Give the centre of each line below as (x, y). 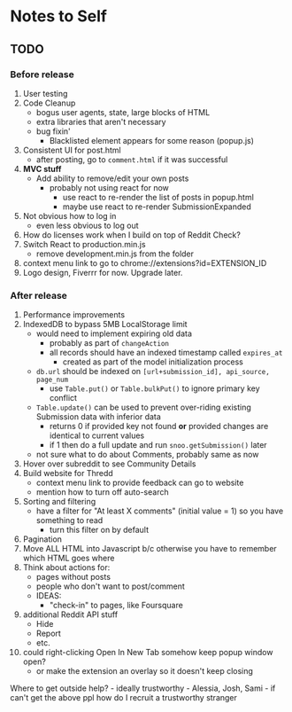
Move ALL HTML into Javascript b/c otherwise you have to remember (150, 549)
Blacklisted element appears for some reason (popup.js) (152, 140)
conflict (63, 398)
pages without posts (73, 577)
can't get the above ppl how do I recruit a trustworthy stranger (124, 698)
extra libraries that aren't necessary (101, 121)
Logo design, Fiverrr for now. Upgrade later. (103, 272)
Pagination (42, 539)
